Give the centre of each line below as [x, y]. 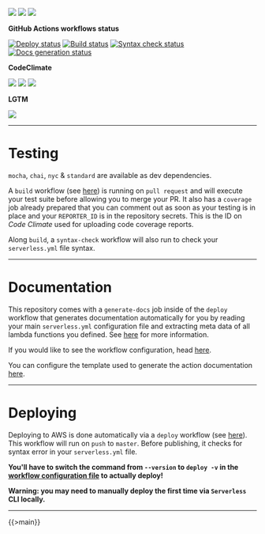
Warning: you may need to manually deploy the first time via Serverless [127, 490]
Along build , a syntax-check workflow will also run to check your [113, 239]
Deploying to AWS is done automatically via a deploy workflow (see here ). [128, 434]
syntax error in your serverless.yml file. [73, 452]
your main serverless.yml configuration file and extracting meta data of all [129, 326]
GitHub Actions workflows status [64, 28]
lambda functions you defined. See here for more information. [108, 334]
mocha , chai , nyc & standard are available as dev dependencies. [110, 175]
